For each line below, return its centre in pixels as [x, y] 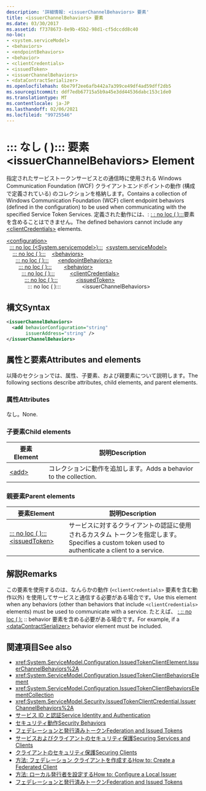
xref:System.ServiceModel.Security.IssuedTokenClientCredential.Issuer [105, 701]
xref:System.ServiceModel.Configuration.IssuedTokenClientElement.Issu [107, 662]
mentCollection [34, 695]
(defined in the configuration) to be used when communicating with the [96, 207]
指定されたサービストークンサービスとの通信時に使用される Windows [94, 178]
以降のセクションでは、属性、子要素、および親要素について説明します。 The [102, 376]
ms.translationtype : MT [37, 98]
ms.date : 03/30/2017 [33, 23]
